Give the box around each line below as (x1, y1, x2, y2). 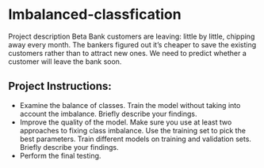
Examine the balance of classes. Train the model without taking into (19, 100, 241, 110)
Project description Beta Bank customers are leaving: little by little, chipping (8, 32, 255, 41)
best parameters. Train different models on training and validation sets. (19, 134, 252, 144)
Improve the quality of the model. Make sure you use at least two (19, 117, 232, 127)
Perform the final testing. (19, 151, 101, 160)
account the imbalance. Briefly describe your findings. (19, 109, 197, 118)
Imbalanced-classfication (8, 6, 182, 24)
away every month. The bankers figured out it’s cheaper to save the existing (8, 39, 257, 49)
